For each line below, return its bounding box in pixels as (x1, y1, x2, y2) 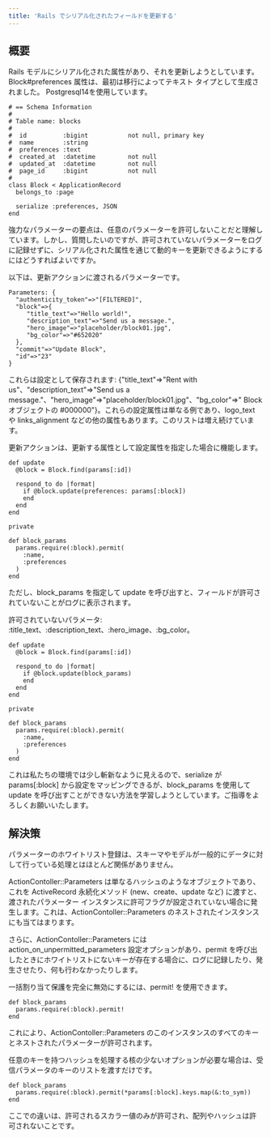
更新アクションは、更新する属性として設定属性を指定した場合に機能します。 (8, 443, 263, 452)
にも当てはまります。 (8, 918, 79, 927)
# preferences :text (8, 146, 82, 154)
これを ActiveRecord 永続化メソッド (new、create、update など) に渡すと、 (8, 887, 261, 896)
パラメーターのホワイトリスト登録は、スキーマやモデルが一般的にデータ (8, 849, 249, 859)
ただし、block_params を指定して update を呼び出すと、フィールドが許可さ (8, 588, 261, 597)
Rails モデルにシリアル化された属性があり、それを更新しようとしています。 (8, 66, 259, 77)
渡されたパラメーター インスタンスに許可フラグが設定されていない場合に (8, 897, 251, 907)
